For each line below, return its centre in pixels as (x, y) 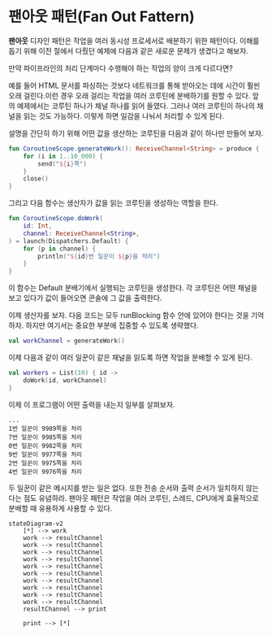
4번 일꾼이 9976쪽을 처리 (45, 472)
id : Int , (38, 226)
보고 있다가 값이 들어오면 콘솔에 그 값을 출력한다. (85, 298)
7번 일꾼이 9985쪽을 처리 (45, 437)
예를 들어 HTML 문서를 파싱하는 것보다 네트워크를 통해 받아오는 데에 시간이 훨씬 (134, 85)
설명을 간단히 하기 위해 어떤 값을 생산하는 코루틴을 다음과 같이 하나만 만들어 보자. (136, 133)
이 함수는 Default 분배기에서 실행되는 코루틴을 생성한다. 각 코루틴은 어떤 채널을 (133, 288)
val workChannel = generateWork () (67, 341)
